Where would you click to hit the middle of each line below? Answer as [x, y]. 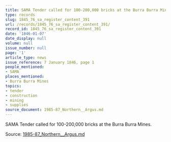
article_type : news [26, 57]
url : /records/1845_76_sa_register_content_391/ [58, 24]
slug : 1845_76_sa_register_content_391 [48, 19]
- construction [21, 96]
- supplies [17, 105]
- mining [15, 100]
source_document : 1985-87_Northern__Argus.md [54, 110]
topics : [13, 86]
